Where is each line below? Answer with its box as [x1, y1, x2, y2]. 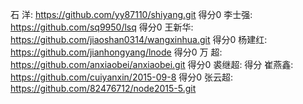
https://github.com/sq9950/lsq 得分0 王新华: [10, 21, 194, 33]
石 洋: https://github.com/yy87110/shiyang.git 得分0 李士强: [10, 9, 253, 20]
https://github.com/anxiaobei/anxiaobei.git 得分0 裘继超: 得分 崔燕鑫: [10, 59, 294, 70]
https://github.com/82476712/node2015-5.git [10, 83, 197, 94]
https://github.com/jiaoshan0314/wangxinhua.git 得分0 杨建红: [10, 34, 268, 45]
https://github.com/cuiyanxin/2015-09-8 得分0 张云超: [10, 71, 234, 83]
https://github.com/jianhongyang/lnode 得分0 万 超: [10, 46, 223, 58]
